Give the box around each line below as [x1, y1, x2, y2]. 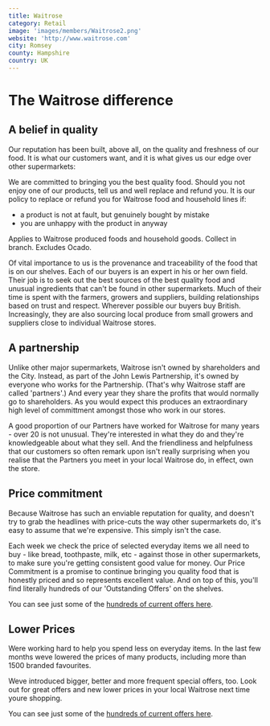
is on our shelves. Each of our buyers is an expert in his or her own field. [8, 266, 248, 276]
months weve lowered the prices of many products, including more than [8, 652, 247, 662]
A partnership [8, 341, 80, 355]
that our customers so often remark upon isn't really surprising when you [8, 446, 251, 456]
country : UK [8, 57, 48, 65]
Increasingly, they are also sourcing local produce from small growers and [8, 309, 253, 318]
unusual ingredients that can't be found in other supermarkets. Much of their [8, 283, 262, 293]
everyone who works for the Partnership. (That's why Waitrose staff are [8, 379, 246, 389]
